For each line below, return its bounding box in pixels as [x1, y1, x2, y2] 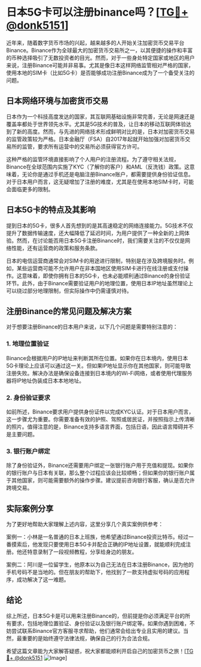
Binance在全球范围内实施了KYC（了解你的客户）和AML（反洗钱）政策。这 [6, 163, 190, 170]
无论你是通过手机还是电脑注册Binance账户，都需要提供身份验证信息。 [22, 170, 194, 177]
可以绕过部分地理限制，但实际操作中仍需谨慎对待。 [6, 287, 132, 294]
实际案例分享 [6, 503, 54, 514]
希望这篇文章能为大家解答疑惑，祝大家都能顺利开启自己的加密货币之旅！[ [6, 647, 187, 654]
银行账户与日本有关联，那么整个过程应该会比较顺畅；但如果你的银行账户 [11, 469, 190, 476]
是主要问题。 [6, 430, 38, 437]
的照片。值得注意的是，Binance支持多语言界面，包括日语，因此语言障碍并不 [6, 423, 194, 430]
